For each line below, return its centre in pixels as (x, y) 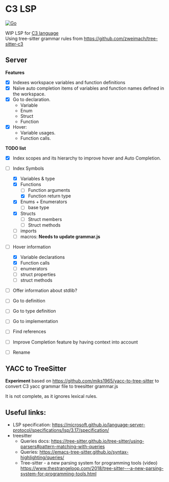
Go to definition (29, 301)
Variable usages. (38, 133)
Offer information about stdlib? (45, 291)
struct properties (38, 274)
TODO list (16, 148)
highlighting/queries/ (42, 457)
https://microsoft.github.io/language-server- (99, 425)
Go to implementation (35, 322)
